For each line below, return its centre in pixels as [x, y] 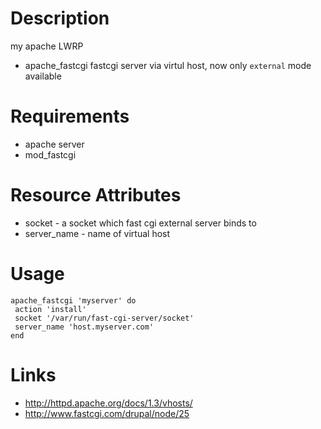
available [43, 76]
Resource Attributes [96, 195]
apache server [54, 144]
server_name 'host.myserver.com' [84, 327]
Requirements [70, 116]
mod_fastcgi [50, 154]
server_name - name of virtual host [97, 233]
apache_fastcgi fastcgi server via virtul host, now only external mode [168, 65]
